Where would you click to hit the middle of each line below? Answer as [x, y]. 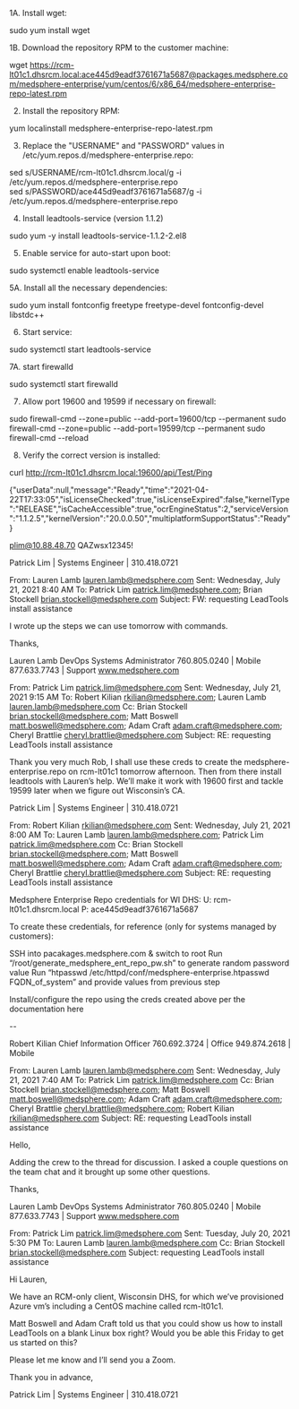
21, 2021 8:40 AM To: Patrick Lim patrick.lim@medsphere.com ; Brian [136, 589]
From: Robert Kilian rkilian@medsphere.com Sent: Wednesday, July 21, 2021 [150, 825]
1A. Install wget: [38, 13]
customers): [31, 936]
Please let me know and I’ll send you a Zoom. [93, 1360]
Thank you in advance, [51, 1377]
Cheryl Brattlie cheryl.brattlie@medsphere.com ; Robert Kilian [122, 1108]
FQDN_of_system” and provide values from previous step [115, 982]
